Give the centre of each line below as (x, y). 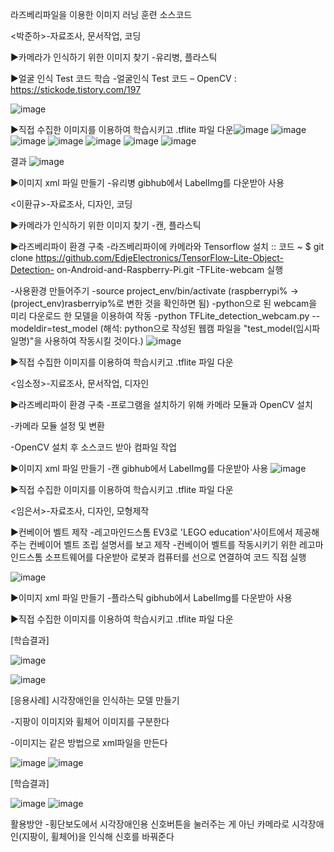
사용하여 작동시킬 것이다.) (94, 341)
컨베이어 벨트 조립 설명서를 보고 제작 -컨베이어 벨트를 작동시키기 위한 (162, 544)
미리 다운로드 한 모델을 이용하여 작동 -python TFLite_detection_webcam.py (160, 316)
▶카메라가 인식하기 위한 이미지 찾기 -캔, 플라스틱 (106, 225)
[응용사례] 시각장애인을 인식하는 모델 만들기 (95, 700)
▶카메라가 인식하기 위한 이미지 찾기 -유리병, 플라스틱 (114, 57)
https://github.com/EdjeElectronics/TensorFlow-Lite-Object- (159, 257)
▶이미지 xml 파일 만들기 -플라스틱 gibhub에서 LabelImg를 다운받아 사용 (151, 597)
